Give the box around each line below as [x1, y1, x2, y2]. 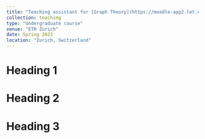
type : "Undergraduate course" [6, 20, 84, 26]
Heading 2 [6, 91, 60, 105]
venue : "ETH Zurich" [6, 26, 59, 32]
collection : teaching [6, 15, 62, 21]
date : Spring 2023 [6, 32, 53, 38]
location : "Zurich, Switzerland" [6, 37, 92, 43]
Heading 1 [6, 63, 58, 77]
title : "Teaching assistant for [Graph [6, 9, 108, 15]
